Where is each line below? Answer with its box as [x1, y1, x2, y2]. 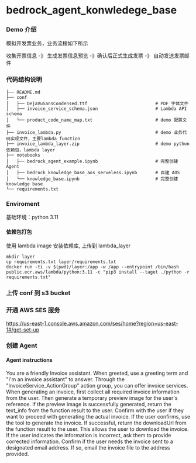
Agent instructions [6, 357, 53, 364]
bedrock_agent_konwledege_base [6, 4, 177, 17]
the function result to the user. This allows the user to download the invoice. [6, 425, 189, 433]
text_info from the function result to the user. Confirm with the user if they [6, 407, 184, 414]
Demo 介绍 [6, 26, 37, 34]
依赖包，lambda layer [6, 147, 56, 153]
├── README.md [6, 89, 41, 95]
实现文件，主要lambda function [10, 136, 81, 141]
